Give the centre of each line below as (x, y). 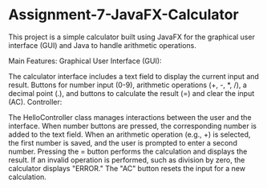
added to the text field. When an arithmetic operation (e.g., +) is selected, (129, 134)
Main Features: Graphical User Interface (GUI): (85, 61)
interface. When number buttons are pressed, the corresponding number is (132, 126)
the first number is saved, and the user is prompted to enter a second (123, 142)
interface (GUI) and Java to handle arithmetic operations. (102, 45)
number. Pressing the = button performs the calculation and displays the (128, 151)
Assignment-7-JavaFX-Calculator (123, 15)
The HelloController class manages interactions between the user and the (130, 117)
